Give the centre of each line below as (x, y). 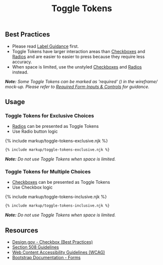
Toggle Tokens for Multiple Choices (48, 172)
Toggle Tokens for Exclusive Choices (50, 116)
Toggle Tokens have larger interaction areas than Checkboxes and (78, 51)
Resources (22, 230)
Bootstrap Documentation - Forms (46, 258)
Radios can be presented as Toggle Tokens (55, 126)
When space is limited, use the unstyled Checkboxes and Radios (77, 67)
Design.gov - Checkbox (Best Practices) (53, 242)
